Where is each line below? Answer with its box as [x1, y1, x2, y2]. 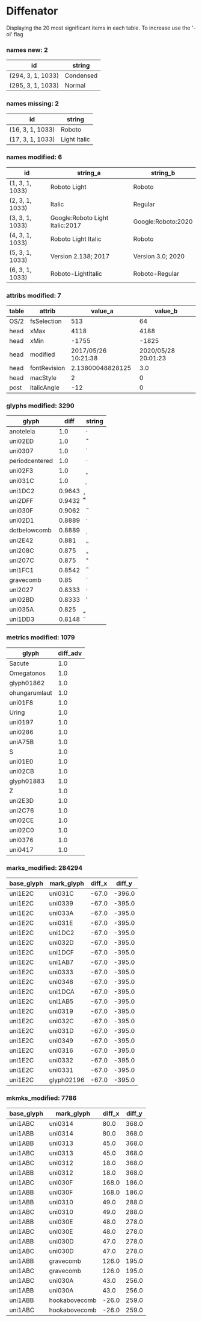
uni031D [49, 1027, 74, 1035]
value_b [154, 307, 178, 315]
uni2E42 [9, 536, 34, 544]
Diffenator [6, 4, 58, 18]
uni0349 [49, 1036, 74, 1045]
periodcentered [9, 457, 53, 465]
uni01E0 [9, 757, 34, 765]
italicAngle [29, 383, 60, 392]
